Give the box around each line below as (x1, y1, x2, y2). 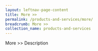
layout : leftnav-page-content (5, 7, 69, 13)
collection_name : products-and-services (5, 26, 91, 31)
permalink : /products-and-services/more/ (5, 17, 93, 22)
